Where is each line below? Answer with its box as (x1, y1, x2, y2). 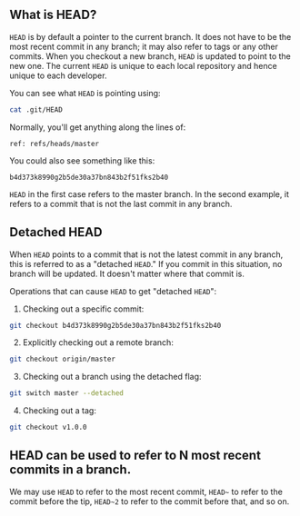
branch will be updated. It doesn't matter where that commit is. (9, 268, 245, 279)
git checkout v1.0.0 (9, 422, 88, 432)
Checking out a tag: (22, 405, 97, 416)
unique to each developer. (9, 70, 107, 81)
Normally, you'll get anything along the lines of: (9, 122, 186, 133)
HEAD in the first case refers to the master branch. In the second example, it (9, 188, 289, 199)
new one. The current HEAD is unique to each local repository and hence (9, 60, 277, 71)
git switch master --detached (9, 389, 125, 398)
